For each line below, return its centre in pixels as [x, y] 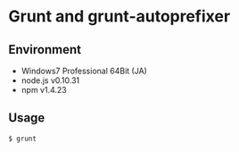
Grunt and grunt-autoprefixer [119, 17]
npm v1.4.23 [44, 90]
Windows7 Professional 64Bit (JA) [84, 71]
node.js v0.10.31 [50, 80]
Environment [45, 50]
